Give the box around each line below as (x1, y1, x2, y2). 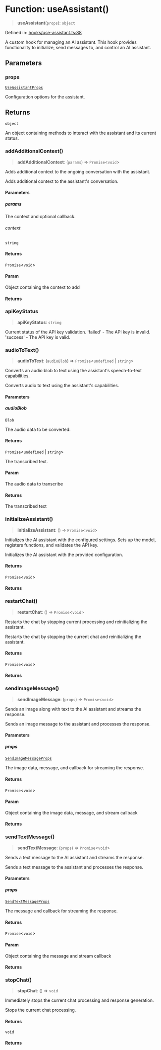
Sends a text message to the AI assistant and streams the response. (5, 854, 144, 860)
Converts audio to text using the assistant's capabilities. (5, 383, 119, 389)
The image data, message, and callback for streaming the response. (5, 765, 145, 771)
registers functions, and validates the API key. (5, 542, 99, 548)
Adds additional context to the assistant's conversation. (5, 178, 119, 184)
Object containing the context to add (5, 284, 80, 290)
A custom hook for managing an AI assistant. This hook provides (5, 39, 137, 45)
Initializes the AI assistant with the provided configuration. (5, 552, 123, 558)
